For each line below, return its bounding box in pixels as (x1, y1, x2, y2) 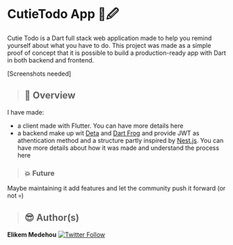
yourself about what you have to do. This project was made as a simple (7, 41, 211, 49)
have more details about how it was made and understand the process (17, 144, 220, 152)
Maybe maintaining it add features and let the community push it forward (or (7, 184, 226, 192)
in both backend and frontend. (7, 56, 95, 64)
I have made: (7, 108, 45, 116)
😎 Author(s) (24, 212, 80, 223)
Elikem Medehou (7, 230, 57, 239)
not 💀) (7, 192, 24, 200)
